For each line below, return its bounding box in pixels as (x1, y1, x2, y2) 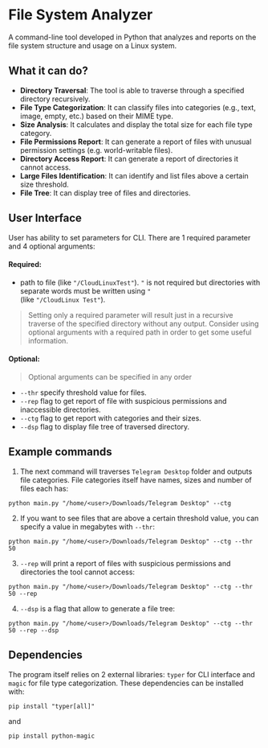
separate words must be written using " (19, 286, 151, 295)
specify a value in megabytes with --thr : (19, 521, 155, 532)
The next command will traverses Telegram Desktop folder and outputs (19, 466, 253, 476)
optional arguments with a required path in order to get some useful (27, 327, 252, 337)
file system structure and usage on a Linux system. (8, 40, 177, 50)
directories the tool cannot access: (19, 567, 135, 577)
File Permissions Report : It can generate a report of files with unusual (19, 137, 252, 146)
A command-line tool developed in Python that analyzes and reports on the (8, 32, 257, 42)
